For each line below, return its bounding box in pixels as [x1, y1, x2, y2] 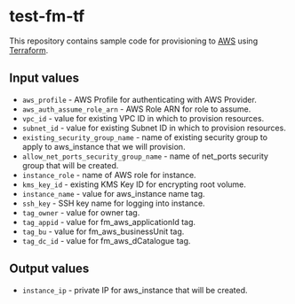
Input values [9, 71, 80, 86]
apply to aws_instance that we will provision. [21, 141, 186, 152]
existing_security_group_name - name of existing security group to [21, 131, 268, 143]
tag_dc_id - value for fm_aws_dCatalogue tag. [21, 235, 191, 246]
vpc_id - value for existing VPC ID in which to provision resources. [21, 113, 265, 123]
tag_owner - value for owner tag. [21, 207, 140, 218]
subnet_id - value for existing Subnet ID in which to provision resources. [21, 122, 286, 133]
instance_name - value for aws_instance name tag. [21, 188, 206, 199]
